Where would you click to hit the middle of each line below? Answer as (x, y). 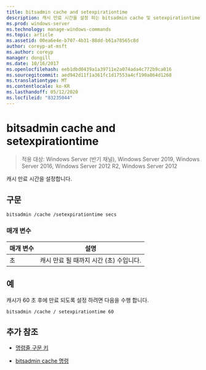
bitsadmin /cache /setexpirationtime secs (61, 215)
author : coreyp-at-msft (37, 47)
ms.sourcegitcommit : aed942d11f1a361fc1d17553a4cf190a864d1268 (89, 75)
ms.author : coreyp (30, 52)
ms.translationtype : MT (37, 81)
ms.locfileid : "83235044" (39, 98)
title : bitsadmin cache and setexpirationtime (67, 12)
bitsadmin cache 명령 (42, 361)
